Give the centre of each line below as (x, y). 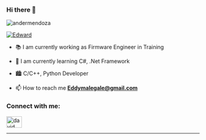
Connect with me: (33, 106)
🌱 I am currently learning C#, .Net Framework (72, 61)
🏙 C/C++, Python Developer (52, 73)
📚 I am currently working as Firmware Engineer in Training (90, 47)
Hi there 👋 (21, 10)
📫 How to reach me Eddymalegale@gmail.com (76, 88)
